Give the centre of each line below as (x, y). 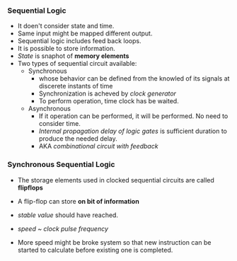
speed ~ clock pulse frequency (63, 228)
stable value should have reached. (68, 215)
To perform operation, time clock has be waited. (109, 101)
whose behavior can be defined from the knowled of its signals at (134, 79)
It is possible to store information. (66, 49)
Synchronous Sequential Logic (61, 165)
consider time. (60, 124)
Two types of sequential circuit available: (77, 64)
